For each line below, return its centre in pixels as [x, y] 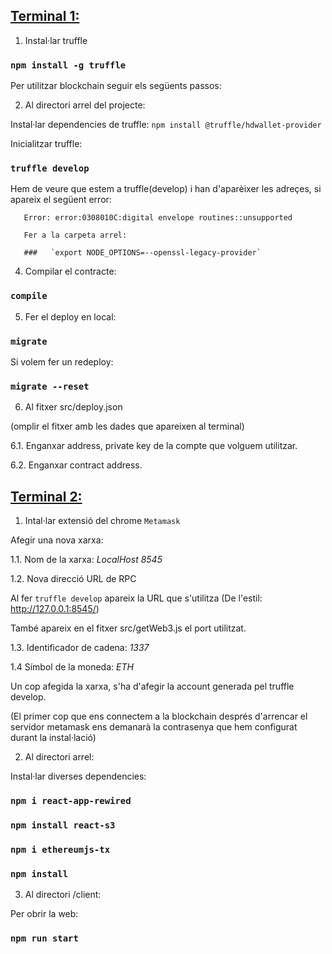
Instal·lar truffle [56, 40]
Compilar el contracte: [70, 271]
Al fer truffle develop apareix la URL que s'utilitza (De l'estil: [136, 598]
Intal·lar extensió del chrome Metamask [102, 521]
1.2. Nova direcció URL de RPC [73, 579]
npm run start [44, 938]
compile [29, 296]
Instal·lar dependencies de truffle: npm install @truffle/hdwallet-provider [166, 125]
